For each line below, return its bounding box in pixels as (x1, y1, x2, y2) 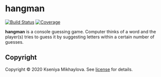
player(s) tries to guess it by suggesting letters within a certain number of (5, 34, 155, 40)
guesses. (5, 39, 24, 45)
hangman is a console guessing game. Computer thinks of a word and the (5, 28, 157, 34)
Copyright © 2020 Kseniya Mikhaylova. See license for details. (5, 66, 133, 72)
